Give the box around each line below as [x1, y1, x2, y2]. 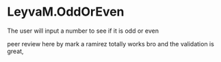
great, [7, 47, 24, 55]
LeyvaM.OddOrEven [7, 4, 125, 20]
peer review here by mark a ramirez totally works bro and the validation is [7, 40, 214, 48]
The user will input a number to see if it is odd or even [7, 27, 159, 35]
